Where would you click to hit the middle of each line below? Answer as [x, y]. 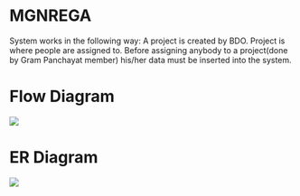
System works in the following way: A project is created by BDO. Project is [147, 41]
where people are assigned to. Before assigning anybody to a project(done [149, 50]
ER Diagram [54, 158]
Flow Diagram [62, 97]
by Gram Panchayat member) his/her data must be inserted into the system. [150, 60]
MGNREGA [51, 16]
